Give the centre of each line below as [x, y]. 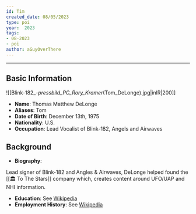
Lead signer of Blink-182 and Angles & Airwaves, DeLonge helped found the [97, 172]
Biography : [28, 161]
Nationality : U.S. [35, 122]
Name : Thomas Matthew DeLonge [56, 104]
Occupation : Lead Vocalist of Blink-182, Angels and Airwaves [88, 128]
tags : [13, 33]
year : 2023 [20, 28]
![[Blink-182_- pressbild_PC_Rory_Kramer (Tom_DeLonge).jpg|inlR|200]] [91, 92]
